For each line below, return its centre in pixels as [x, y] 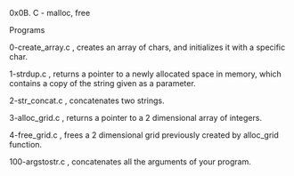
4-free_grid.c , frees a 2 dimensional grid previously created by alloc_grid [144, 135]
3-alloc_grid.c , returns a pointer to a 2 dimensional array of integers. [136, 118]
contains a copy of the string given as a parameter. [102, 83]
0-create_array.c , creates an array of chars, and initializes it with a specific [147, 47]
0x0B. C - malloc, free [50, 13]
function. [26, 144]
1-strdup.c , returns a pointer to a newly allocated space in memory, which [146, 74]
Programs [27, 30]
